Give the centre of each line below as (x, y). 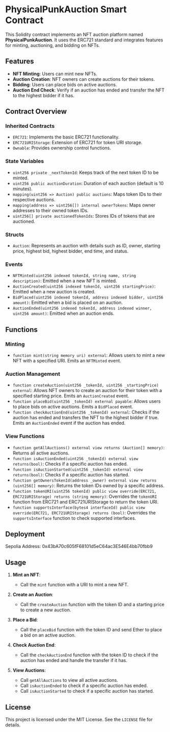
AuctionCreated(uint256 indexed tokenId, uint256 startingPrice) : (84, 286)
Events (14, 264)
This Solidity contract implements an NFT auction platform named (74, 34)
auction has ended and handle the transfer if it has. (74, 660)
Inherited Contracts (30, 126)
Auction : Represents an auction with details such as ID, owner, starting (86, 246)
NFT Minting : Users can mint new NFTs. (55, 74)
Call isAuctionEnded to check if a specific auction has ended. (84, 685)
